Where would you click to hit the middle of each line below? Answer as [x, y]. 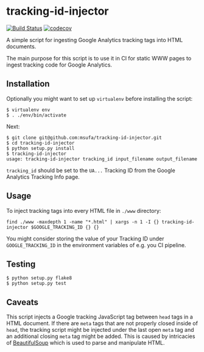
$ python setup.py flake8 [39, 278]
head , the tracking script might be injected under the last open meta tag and [100, 330]
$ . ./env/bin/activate [37, 115]
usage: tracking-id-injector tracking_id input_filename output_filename [102, 159]
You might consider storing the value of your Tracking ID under [85, 239]
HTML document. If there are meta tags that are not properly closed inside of [102, 323]
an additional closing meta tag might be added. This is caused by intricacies [101, 336]
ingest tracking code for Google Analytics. [59, 65]
